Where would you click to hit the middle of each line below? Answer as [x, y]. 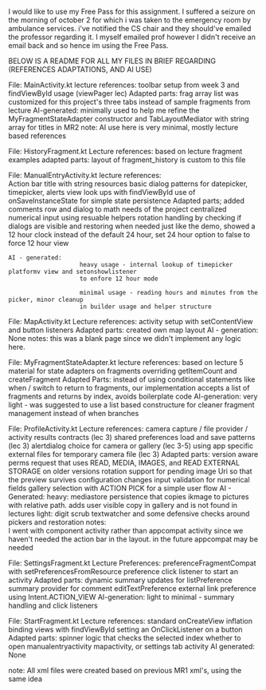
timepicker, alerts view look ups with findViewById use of [102, 192]
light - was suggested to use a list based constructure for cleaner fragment [131, 405]
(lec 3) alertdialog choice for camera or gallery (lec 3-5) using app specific [131, 446]
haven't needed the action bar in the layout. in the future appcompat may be [133, 539]
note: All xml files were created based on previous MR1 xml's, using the [125, 670]
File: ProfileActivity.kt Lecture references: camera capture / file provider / [128, 429]
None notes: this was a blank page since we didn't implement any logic [125, 338]
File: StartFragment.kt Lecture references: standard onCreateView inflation [131, 621]
